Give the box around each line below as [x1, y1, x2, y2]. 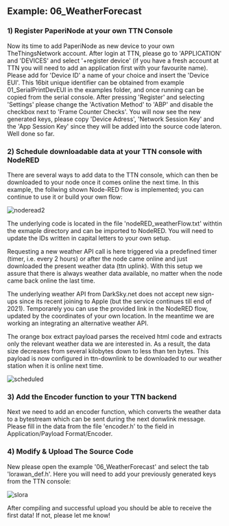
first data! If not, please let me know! [7, 511, 111, 519]
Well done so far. [7, 129, 55, 138]
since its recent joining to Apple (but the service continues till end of [19, 297, 213, 305]
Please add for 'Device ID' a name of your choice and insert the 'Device [7, 71, 209, 79]
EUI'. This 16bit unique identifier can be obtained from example [7, 78, 184, 87]
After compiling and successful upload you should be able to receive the [7, 503, 212, 512]
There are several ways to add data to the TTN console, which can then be [7, 171, 218, 179]
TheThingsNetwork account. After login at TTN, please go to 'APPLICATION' [7, 49, 222, 57]
